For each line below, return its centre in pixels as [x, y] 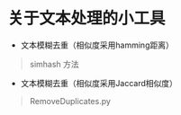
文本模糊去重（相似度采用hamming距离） [97, 45]
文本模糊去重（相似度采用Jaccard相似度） [99, 83]
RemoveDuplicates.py [70, 101]
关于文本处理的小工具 [87, 18]
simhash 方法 [54, 64]
